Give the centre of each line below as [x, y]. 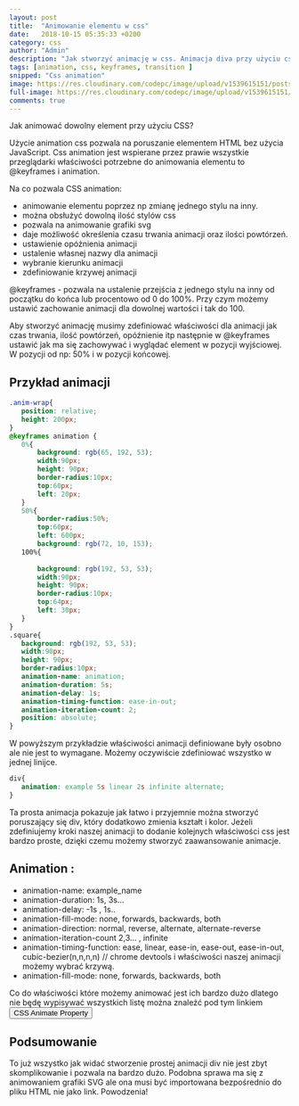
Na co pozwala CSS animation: [66, 189]
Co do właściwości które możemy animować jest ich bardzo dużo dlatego [144, 993]
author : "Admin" [39, 51]
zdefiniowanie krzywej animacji [80, 272]
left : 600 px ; [61, 536]
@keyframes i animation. [55, 171]
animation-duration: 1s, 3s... [73, 900]
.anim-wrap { [31, 403]
